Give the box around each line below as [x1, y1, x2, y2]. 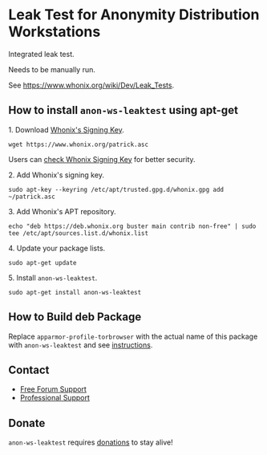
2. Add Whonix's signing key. [8, 170, 104, 180]
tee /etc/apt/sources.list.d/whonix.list [8, 229, 149, 238]
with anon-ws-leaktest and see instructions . [8, 339, 153, 350]
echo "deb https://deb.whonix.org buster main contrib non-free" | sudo [8, 222, 257, 230]
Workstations [8, 22, 101, 41]
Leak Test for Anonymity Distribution [8, 6, 260, 24]
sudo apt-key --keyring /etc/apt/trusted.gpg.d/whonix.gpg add [8, 185, 225, 193]
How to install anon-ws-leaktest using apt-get [8, 104, 239, 117]
